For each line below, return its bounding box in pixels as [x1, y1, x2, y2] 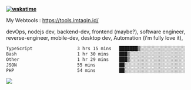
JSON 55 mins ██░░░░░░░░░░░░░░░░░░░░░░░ [6, 62, 185, 68]
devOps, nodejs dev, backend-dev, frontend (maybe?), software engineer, [6, 28, 186, 35]
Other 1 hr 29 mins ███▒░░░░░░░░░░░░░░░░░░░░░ [6, 56, 185, 63]
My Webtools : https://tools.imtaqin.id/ [6, 17, 99, 23]
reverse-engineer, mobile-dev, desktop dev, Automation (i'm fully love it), [6, 34, 183, 41]
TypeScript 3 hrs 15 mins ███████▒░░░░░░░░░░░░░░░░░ [6, 46, 185, 51]
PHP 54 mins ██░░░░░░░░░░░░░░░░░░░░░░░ [6, 67, 185, 73]
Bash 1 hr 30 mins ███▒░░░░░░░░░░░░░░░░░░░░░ [6, 51, 185, 57]
